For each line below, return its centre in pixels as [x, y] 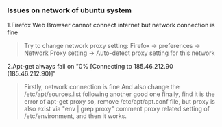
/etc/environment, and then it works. [75, 116]
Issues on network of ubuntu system [70, 10]
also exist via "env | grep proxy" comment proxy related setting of [117, 109]
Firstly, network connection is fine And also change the [102, 87]
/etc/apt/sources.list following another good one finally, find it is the [119, 94]
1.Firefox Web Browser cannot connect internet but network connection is [111, 25]
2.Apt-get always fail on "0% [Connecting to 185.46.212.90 [90, 67]
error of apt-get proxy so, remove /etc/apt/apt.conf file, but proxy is [120, 102]
